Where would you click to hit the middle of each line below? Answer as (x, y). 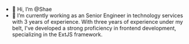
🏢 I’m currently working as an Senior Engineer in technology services (98, 15)
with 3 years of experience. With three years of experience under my (98, 22)
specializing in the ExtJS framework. (57, 34)
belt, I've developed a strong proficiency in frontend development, (94, 28)
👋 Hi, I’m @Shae (32, 9)
